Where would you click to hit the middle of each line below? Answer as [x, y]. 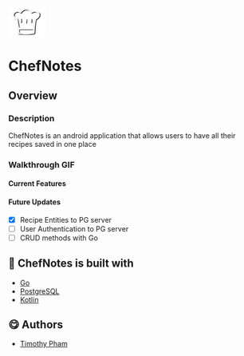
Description [31, 118]
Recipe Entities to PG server [66, 220]
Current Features [37, 184]
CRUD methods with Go [59, 238]
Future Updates [35, 202]
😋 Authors [36, 324]
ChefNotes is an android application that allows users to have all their [122, 135]
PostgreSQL [39, 291]
